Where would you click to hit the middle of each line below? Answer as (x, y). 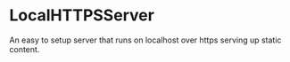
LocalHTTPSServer (82, 15)
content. (25, 49)
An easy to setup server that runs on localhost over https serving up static (145, 40)
